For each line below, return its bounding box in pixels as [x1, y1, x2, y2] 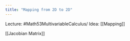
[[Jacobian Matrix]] [5, 30, 45, 36]
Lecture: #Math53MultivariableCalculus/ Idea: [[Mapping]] [5, 21, 125, 27]
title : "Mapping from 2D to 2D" [5, 7, 72, 12]
